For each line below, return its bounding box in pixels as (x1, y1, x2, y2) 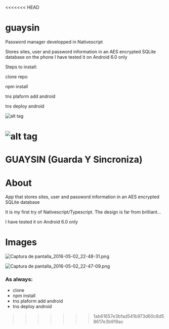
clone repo (5, 74, 28, 80)
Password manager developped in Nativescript (5, 39, 103, 45)
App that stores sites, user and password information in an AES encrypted (5, 194, 159, 200)
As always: (5, 276, 33, 283)
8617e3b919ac (93, 319, 124, 325)
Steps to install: (5, 63, 37, 70)
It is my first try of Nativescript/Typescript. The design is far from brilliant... (5, 209, 161, 215)
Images (5, 237, 37, 248)
